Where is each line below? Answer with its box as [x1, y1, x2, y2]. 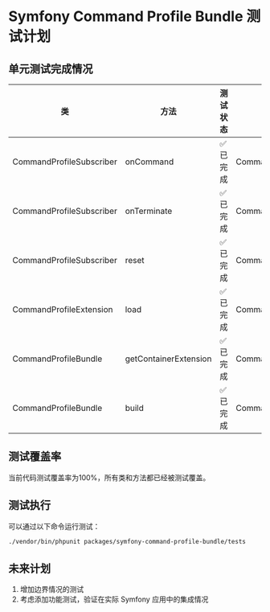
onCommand [125, 156, 174, 167]
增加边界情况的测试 [19, 585, 84, 594]
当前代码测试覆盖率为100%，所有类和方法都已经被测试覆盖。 [8, 472, 211, 483]
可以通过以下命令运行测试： [8, 521, 100, 531]
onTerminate [125, 206, 173, 216]
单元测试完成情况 [8, 62, 93, 76]
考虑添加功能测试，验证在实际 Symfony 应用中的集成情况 [19, 594, 209, 604]
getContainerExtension [125, 353, 212, 364]
